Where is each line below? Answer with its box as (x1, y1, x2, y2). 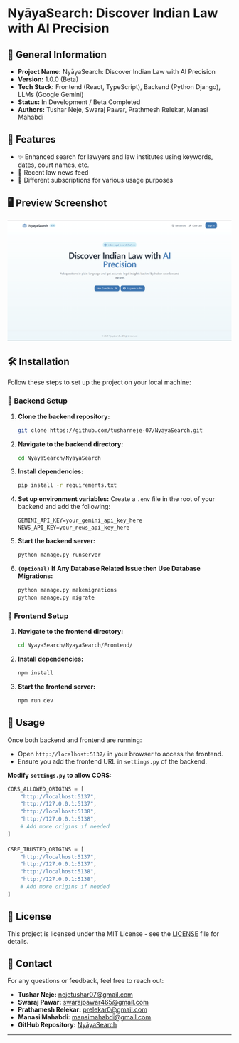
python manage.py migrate (17, 594, 95, 602)
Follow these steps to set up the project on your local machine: (7, 378, 191, 386)
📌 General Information (7, 48, 107, 61)
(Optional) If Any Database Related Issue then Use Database (17, 565, 201, 573)
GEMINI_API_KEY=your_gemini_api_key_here (17, 517, 142, 525)
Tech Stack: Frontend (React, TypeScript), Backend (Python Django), (17, 83, 221, 91)
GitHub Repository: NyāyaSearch (17, 1021, 117, 1029)
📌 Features (7, 133, 56, 145)
